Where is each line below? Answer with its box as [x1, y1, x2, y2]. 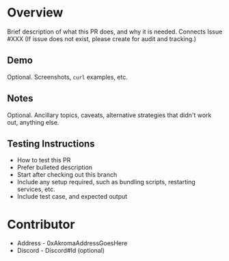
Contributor [7, 216, 75, 232]
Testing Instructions [7, 138, 95, 149]
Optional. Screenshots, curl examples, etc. [7, 73, 128, 81]
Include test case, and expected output [16, 192, 128, 201]
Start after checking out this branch [16, 171, 118, 179]
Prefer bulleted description [16, 163, 93, 172]
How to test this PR [16, 156, 71, 164]
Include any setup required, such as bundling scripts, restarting [16, 178, 196, 186]
